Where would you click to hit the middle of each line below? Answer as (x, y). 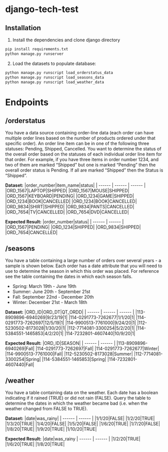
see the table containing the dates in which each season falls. (69, 277)
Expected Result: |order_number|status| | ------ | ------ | (64, 222)
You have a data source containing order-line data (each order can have (79, 133)
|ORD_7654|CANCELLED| (31, 233)
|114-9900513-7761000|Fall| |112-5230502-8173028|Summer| (69, 354)
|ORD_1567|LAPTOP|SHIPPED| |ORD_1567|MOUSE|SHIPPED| (67, 191)
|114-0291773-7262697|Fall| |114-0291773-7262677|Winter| (97, 349)
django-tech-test (42, 9)
